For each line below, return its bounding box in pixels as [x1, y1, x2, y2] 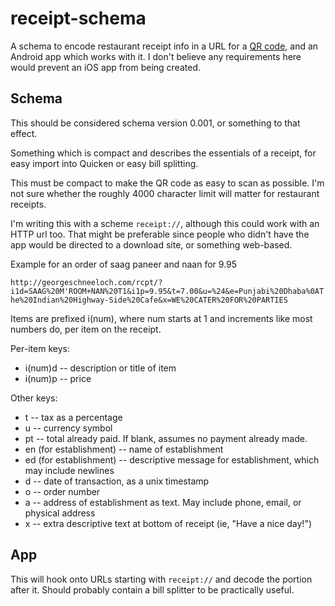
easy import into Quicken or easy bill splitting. [10, 157, 199, 169]
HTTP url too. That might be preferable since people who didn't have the [10, 228, 310, 240]
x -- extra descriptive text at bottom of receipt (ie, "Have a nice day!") [24, 517, 313, 529]
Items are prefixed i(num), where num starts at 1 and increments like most [10, 312, 313, 324]
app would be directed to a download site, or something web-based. [10, 238, 293, 251]
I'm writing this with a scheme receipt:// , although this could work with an [10, 217, 320, 229]
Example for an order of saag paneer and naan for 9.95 [10, 258, 238, 270]
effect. [10, 127, 38, 139]
